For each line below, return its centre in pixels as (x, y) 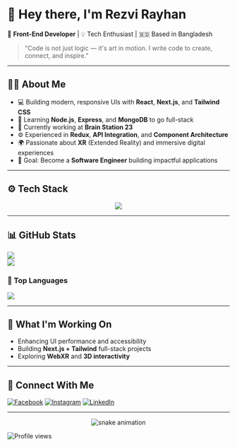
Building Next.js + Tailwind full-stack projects (84, 349)
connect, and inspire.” (56, 55)
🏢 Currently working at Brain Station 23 (75, 127)
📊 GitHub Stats (42, 235)
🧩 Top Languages (38, 280)
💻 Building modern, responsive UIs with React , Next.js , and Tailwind (119, 102)
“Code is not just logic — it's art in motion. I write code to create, (119, 48)
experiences (36, 153)
